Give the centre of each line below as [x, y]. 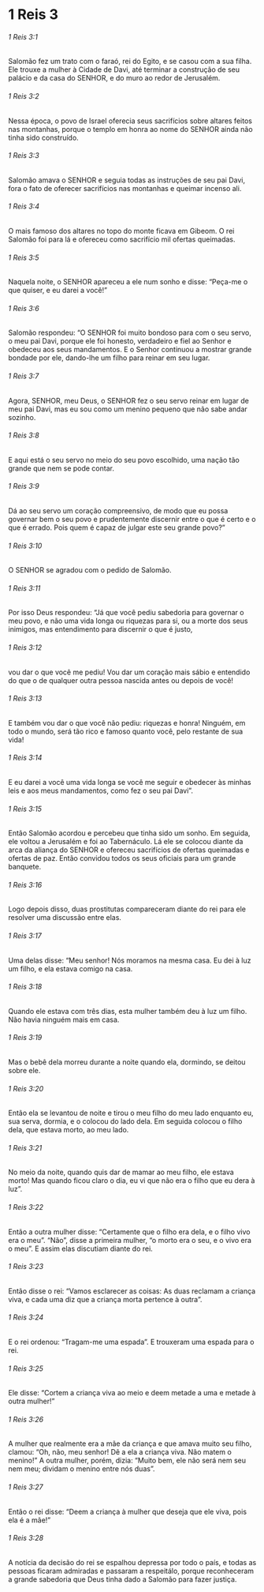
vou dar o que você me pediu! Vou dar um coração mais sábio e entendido [129, 672]
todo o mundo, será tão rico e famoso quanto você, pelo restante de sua [126, 731]
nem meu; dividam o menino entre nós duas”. [82, 1469]
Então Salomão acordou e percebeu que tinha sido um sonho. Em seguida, [129, 833]
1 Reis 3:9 [24, 486]
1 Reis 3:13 [25, 698]
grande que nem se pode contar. [61, 468]
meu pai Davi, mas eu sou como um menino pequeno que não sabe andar [128, 409]
